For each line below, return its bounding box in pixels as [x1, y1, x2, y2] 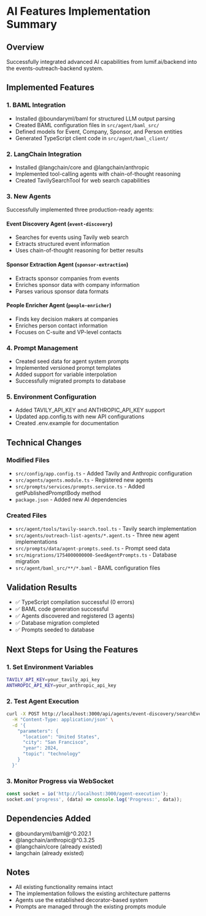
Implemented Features [6, 82, 95, 93]
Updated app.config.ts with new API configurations [15, 413, 145, 420]
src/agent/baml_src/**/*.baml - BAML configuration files [15, 564, 161, 572]
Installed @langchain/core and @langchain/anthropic [15, 163, 150, 171]
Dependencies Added [6, 813, 91, 824]
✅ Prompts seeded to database [15, 626, 95, 633]
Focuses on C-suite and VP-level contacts [15, 328, 122, 335]
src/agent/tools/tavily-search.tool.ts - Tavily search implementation [15, 525, 197, 533]
